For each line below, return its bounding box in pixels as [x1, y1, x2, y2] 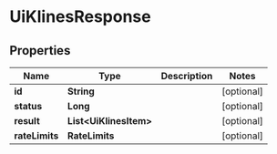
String [67, 85, 96, 98]
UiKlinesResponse [9, 6, 152, 27]
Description [160, 70, 213, 82]
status [14, 100, 43, 112]
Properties [9, 43, 71, 58]
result [14, 115, 41, 127]
